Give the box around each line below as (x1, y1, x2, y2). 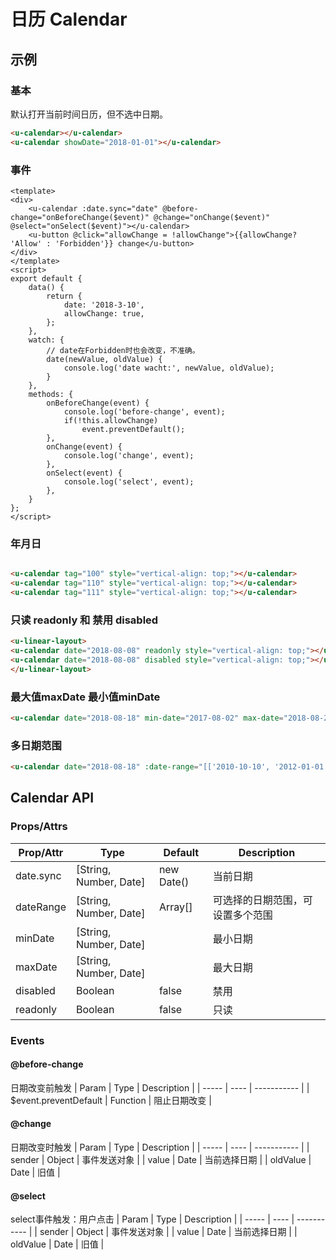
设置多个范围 (212, 908, 273, 922)
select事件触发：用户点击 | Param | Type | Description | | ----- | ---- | (10, 1213, 295, 1225)
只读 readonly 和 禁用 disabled (10, 613, 159, 627)
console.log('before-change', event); (63, 406, 226, 417)
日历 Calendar (10, 8, 128, 31)
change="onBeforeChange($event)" (10, 212, 150, 222)
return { (46, 291, 83, 301)
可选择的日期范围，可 (212, 893, 313, 907)
